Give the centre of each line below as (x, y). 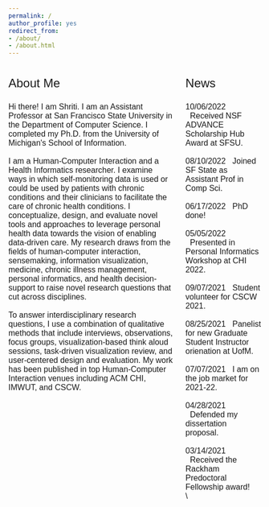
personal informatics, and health (65, 279)
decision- (141, 279)
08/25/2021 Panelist (223, 324)
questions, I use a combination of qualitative (86, 324)
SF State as (206, 171)
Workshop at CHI (216, 261)
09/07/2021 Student (223, 288)
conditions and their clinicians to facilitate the (88, 197)
